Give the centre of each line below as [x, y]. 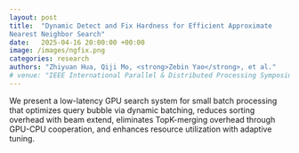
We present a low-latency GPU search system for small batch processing [143, 101]
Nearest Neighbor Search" [57, 34]
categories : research [49, 59]
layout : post [33, 17]
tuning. [22, 138]
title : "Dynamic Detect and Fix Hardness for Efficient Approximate [141, 26]
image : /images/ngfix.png [57, 51]
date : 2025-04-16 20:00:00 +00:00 [77, 42]
